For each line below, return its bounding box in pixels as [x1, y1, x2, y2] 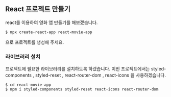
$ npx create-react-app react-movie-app [5, 30, 93, 35]
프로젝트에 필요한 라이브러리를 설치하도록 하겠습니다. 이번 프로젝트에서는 [5, 66, 150, 72]
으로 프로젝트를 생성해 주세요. [5, 39, 64, 45]
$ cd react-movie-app [5, 82, 52, 88]
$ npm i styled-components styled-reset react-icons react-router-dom [5, 87, 159, 92]
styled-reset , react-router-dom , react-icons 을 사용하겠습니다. [35, 72, 166, 78]
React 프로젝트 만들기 [5, 5, 70, 14]
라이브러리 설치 [5, 53, 41, 60]
